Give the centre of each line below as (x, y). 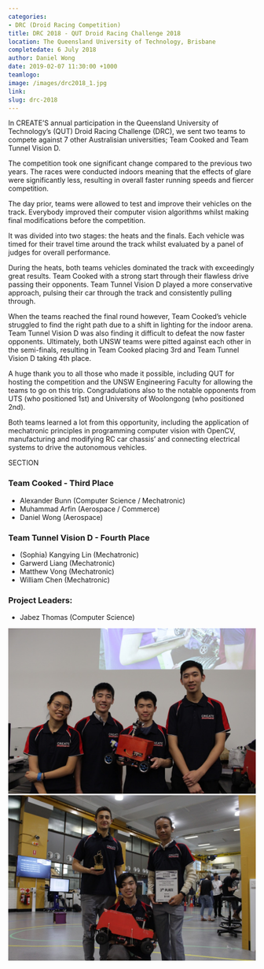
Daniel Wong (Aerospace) (61, 517)
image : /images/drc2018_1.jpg (58, 83)
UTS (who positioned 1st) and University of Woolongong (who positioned (126, 399)
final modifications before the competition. (77, 221)
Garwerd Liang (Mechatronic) (67, 562)
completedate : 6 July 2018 (52, 50)
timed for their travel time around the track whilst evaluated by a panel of (126, 244)
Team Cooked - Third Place (61, 483)
